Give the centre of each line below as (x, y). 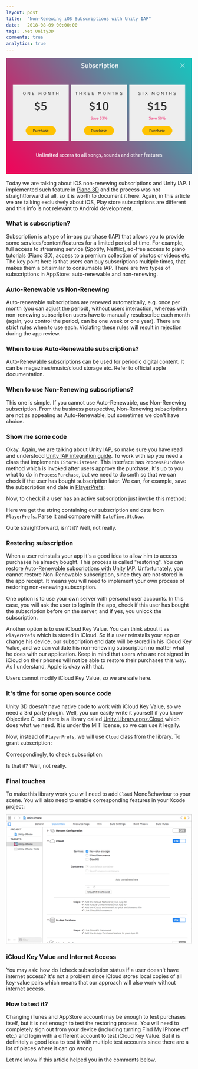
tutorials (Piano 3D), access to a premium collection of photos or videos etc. (98, 255)
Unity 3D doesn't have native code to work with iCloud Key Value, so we (94, 706)
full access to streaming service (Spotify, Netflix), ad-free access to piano (96, 249)
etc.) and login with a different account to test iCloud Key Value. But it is (93, 1035)
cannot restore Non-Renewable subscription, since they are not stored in (95, 575)
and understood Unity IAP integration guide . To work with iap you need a (94, 456)
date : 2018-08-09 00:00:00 (42, 25)
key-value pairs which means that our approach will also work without (91, 982)
